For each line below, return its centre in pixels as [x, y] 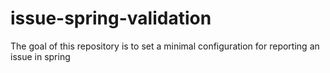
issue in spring [40, 56]
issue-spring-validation [111, 18]
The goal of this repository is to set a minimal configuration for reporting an [165, 46]
